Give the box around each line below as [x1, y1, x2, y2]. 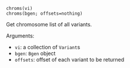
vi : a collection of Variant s [14, 44, 81, 50]
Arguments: [6, 32, 35, 39]
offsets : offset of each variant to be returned [14, 56, 125, 63]
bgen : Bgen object [14, 50, 56, 57]
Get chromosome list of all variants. [6, 21, 92, 28]
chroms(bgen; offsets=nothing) [6, 11, 83, 16]
